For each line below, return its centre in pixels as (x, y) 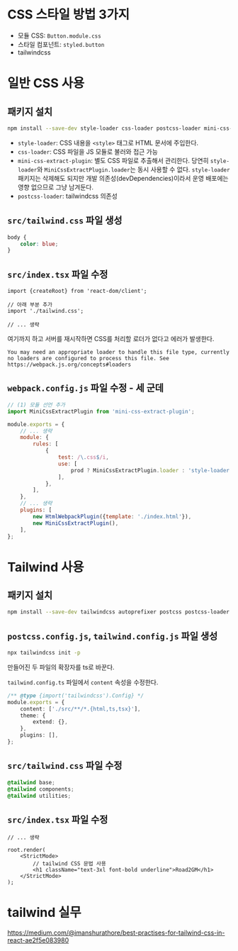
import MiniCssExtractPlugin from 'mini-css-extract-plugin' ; (101, 411)
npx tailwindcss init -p (44, 653)
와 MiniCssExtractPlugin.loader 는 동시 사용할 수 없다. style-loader (133, 169)
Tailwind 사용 (46, 567)
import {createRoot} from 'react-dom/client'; (77, 291)
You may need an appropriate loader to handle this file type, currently (119, 352)
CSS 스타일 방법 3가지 (68, 15)
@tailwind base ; (31, 782)
